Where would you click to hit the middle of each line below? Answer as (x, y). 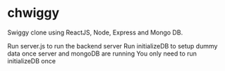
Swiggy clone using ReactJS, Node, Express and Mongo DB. (95, 32)
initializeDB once (32, 60)
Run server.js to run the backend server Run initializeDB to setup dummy (112, 46)
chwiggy (34, 13)
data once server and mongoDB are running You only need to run (102, 53)
